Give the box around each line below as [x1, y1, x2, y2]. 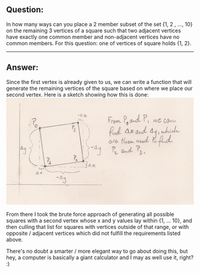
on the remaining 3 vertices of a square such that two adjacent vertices [6, 27, 182, 34]
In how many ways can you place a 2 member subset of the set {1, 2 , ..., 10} [6, 20, 193, 27]
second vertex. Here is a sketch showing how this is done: [6, 91, 149, 98]
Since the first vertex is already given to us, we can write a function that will [6, 78, 192, 85]
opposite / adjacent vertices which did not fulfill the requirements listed [6, 229, 181, 237]
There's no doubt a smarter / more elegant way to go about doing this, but [6, 247, 188, 255]
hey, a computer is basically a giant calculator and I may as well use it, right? [6, 253, 194, 261]
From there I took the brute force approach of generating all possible [6, 210, 174, 218]
